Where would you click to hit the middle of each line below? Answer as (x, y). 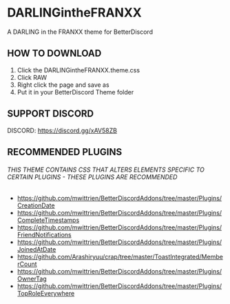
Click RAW (32, 77)
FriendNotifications (44, 235)
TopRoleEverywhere (46, 294)
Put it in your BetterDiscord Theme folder (75, 92)
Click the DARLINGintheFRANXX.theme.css (78, 70)
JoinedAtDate (36, 250)
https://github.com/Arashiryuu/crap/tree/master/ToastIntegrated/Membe (120, 257)
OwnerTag (32, 279)
